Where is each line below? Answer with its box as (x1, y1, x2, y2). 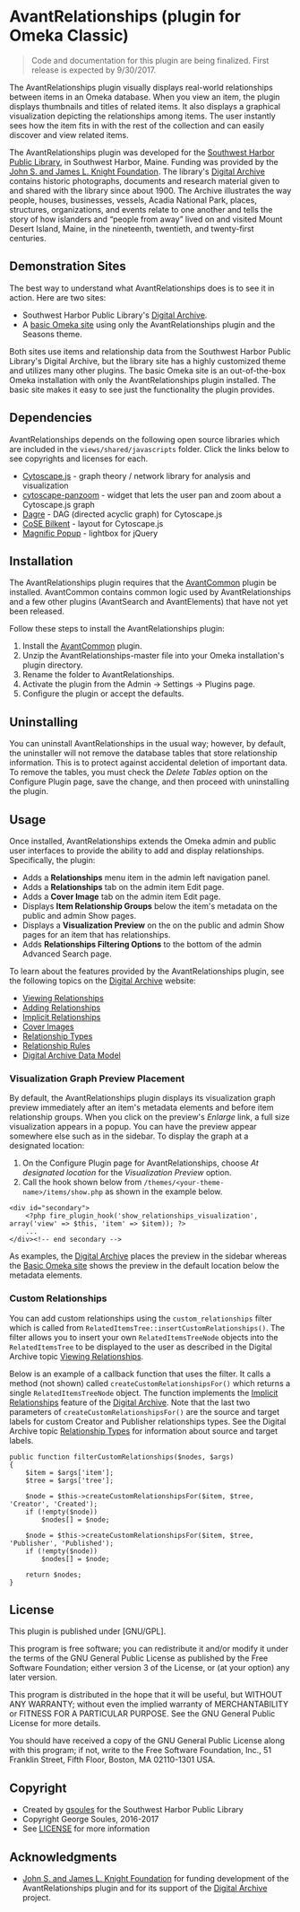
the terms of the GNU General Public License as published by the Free (9, 1653, 269, 1663)
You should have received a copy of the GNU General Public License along (9, 1735, 285, 1746)
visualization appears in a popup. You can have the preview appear (9, 1122, 257, 1132)
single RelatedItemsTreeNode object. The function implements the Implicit (9, 1387, 279, 1398)
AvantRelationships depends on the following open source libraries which (9, 433, 280, 445)
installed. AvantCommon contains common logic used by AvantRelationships (9, 587, 291, 598)
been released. (9, 606, 65, 616)
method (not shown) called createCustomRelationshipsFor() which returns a (9, 1377, 291, 1388)
